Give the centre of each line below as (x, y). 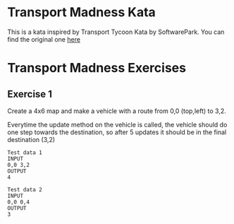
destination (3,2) (31, 139)
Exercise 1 (30, 94)
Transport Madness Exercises (97, 68)
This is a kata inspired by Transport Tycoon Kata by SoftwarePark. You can (116, 32)
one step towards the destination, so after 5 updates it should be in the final (117, 132)
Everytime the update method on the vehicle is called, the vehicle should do (117, 124)
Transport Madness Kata (82, 12)
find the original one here (44, 39)
